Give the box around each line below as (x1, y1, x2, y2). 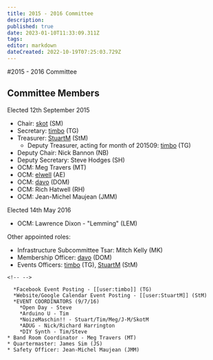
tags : (7, 36, 23, 43)
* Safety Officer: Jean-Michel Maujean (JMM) (7, 346, 139, 353)
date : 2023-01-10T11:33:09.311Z (7, 29, 100, 37)
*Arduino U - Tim (19, 310, 69, 317)
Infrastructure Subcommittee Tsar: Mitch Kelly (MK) (16, 246, 164, 254)
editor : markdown (7, 42, 57, 49)
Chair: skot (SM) (16, 119, 64, 128)
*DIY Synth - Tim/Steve (19, 328, 88, 335)
